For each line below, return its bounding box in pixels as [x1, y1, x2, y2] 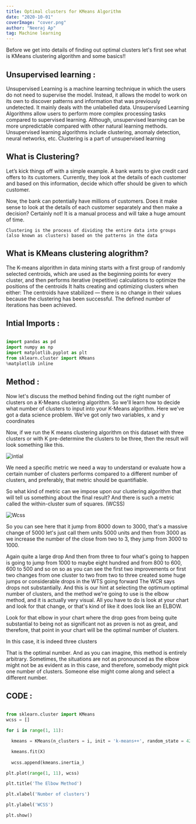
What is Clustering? [6, 152, 80, 162]
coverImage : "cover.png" [6, 19, 66, 25]
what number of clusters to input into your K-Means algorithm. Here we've [6, 405, 185, 412]
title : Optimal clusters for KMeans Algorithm [6, 8, 121, 15]
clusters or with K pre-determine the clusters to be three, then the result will [6, 435, 188, 442]
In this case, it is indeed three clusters [6, 638, 97, 645]
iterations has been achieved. [6, 301, 77, 308]
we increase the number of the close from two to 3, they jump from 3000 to [6, 535, 188, 542]
